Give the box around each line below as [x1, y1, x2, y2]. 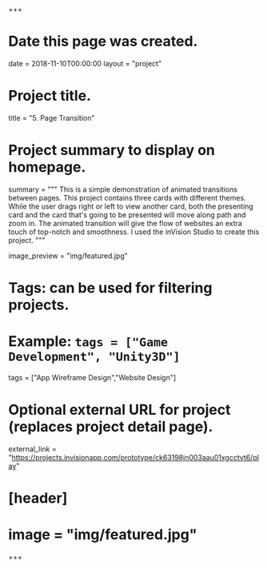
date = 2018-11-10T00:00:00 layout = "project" [8, 58, 162, 68]
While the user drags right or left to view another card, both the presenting [8, 201, 253, 211]
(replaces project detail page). [8, 418, 213, 436]
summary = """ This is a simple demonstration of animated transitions [8, 185, 238, 194]
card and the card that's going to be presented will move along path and [8, 209, 246, 220]
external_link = [8, 444, 58, 454]
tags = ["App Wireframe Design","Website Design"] [8, 372, 177, 382]
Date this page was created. [8, 33, 198, 50]
